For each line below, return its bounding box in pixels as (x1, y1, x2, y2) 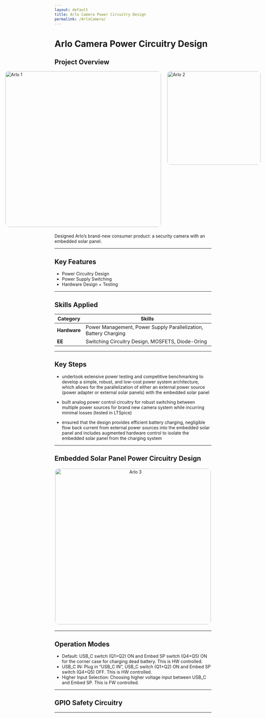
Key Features (54, 257, 97, 266)
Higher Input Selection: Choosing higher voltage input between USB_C (61, 674, 206, 681)
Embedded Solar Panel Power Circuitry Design (54, 454, 201, 463)
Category (57, 315, 81, 322)
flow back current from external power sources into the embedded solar (61, 424, 210, 430)
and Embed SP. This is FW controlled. (61, 680, 139, 686)
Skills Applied (54, 300, 98, 309)
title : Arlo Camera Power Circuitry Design (54, 12, 146, 17)
